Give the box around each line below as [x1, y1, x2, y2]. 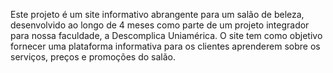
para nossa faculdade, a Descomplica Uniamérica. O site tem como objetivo [10, 30, 323, 41]
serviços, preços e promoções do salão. [10, 51, 177, 63]
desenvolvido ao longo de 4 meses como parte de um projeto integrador [10, 19, 310, 31]
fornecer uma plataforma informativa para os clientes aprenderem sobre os [10, 40, 321, 52]
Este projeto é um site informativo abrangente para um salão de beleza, [10, 9, 305, 20]
